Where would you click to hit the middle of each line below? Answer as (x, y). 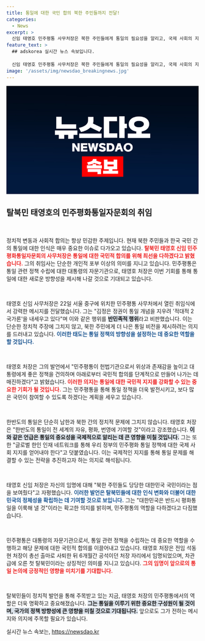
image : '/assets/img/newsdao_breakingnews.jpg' (68, 71)
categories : (21, 19)
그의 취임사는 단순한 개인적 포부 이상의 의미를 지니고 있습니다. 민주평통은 (110, 263)
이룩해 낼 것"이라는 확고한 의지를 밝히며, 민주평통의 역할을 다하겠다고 (99, 508)
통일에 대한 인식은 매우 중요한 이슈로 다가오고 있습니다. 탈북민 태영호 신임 (99, 248)
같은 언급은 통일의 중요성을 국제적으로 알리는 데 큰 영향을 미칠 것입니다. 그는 (102, 437)
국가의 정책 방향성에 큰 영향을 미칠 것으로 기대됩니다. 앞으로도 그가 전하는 (101, 610)
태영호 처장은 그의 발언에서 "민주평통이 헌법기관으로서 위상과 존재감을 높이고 (97, 366)
